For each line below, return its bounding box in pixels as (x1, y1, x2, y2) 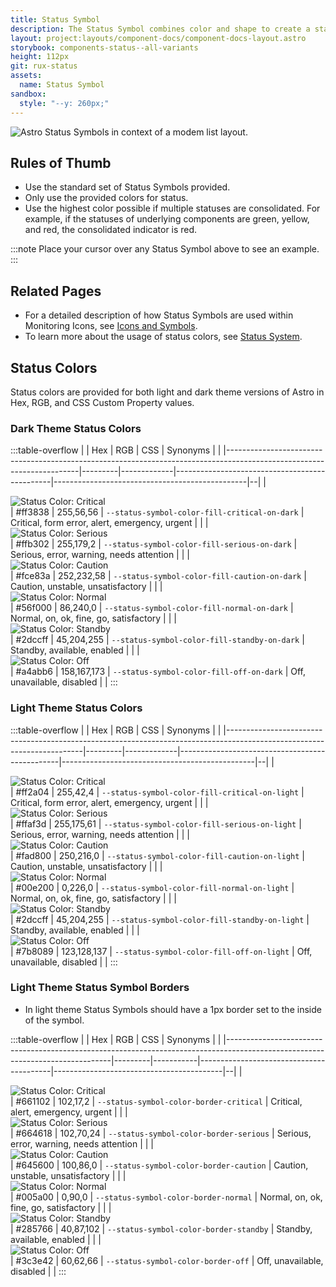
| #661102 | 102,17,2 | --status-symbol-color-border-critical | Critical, (10, 1095, 303, 1107)
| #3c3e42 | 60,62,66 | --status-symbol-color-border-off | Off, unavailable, (10, 1254, 324, 1266)
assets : (10, 71, 43, 81)
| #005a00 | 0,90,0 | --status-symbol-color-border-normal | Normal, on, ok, (10, 1191, 323, 1203)
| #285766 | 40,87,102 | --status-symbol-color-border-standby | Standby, (10, 1222, 313, 1235)
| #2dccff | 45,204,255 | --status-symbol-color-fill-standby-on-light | (10, 913, 310, 925)
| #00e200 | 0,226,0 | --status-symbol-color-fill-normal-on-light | (10, 881, 295, 893)
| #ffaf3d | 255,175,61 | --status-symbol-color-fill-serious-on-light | (10, 817, 302, 830)
